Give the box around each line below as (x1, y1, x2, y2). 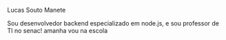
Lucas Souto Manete (7, 6, 66, 14)
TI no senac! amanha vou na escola (7, 27, 108, 34)
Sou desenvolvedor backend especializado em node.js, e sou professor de (7, 19, 219, 27)
